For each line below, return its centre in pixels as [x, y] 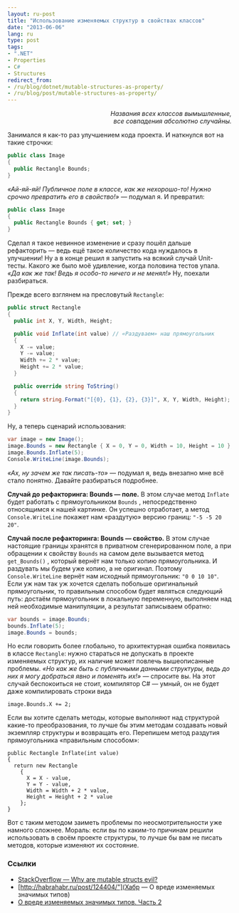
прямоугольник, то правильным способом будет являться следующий [115, 591]
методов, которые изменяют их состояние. [73, 845]
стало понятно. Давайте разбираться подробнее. [83, 480]
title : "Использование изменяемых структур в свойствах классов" [106, 21]
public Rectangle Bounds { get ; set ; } [73, 223]
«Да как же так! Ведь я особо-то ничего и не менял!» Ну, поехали [108, 273]
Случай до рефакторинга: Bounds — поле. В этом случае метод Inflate [118, 494]
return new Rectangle [46, 766]
